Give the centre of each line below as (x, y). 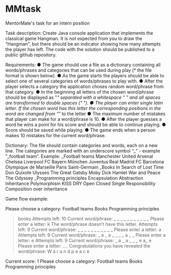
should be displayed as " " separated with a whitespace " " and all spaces (83, 97)
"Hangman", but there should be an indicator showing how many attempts (83, 44)
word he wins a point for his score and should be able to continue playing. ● (86, 124)
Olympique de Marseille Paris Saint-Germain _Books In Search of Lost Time (85, 167)
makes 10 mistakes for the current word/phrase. (56, 135)
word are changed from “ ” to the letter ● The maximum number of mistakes (86, 114)
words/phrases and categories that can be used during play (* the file (79, 70)
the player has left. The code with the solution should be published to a (80, 49)
